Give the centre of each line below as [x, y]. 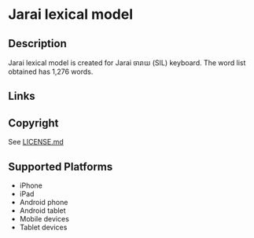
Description [37, 44]
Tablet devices [43, 227]
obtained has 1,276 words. [51, 71]
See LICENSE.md [36, 142]
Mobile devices [44, 219]
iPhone [31, 185]
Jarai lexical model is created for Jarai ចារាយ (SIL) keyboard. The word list [127, 63]
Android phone [44, 203]
